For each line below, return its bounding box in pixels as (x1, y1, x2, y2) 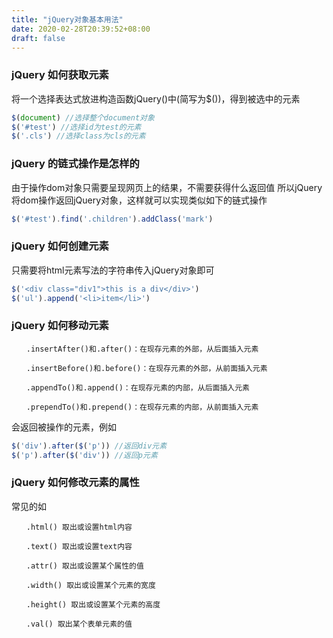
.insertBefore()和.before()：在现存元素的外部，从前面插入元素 (25, 363, 268, 373)
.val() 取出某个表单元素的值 (25, 619, 133, 629)
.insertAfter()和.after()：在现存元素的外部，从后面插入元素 (25, 344, 259, 354)
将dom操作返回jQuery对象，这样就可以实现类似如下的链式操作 (11, 194, 268, 206)
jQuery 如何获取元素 (11, 68, 109, 82)
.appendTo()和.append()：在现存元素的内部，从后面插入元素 (25, 382, 250, 393)
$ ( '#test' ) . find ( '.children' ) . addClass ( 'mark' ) (11, 214, 214, 224)
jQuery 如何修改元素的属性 (11, 476, 140, 490)
